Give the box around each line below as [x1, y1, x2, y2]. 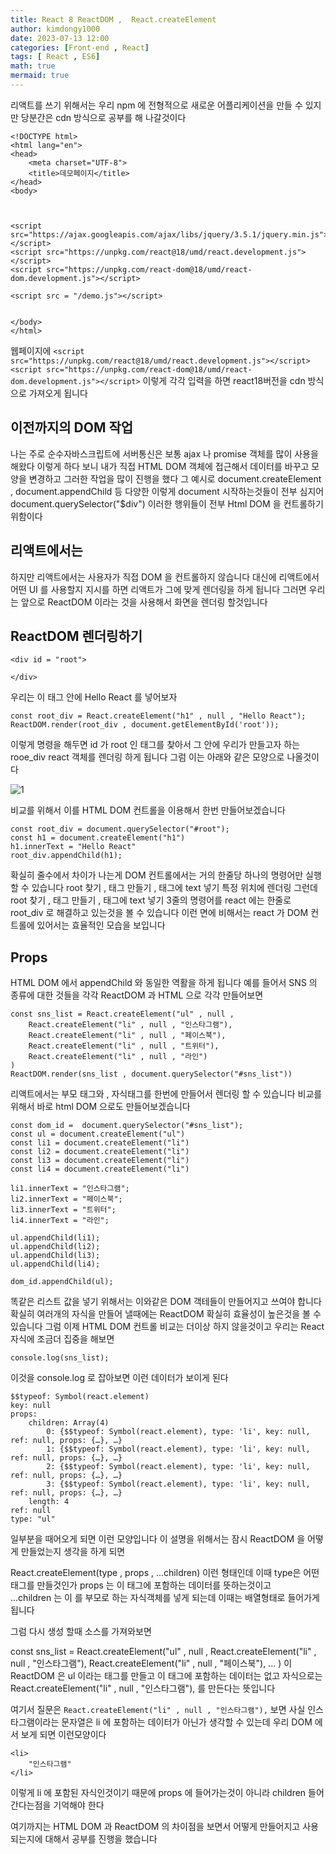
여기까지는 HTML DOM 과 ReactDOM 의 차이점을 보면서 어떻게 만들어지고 [10, 1821, 301, 1833]
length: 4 [28, 1497, 70, 1507]
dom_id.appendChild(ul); [10, 1277, 114, 1287]
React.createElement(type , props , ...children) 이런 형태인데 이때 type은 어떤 [10, 1567, 320, 1579]
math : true [10, 61, 56, 71]
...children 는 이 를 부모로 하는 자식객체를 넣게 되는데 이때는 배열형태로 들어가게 [10, 1592, 320, 1604]
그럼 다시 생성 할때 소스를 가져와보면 [10, 1626, 152, 1638]
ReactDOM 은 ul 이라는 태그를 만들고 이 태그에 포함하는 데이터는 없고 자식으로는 [10, 1670, 323, 1682]
